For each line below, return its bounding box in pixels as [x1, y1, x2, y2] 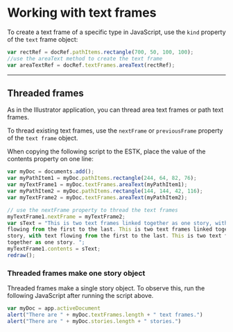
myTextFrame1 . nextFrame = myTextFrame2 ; [7, 213, 126, 220]
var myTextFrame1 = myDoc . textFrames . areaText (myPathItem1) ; [7, 181, 188, 188]
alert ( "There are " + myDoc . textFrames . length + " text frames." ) [7, 311, 203, 318]
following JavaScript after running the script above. [7, 292, 154, 300]
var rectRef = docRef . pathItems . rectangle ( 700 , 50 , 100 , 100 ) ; [7, 49, 194, 56]
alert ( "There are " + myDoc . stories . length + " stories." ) [7, 317, 182, 324]
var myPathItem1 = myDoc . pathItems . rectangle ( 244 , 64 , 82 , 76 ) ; [7, 175, 197, 182]
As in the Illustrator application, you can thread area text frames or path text [7, 106, 224, 114]
